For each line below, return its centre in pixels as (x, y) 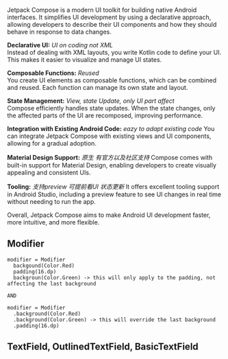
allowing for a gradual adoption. (52, 143)
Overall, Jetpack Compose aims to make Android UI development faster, (109, 215)
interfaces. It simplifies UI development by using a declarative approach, (109, 17)
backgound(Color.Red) (44, 266)
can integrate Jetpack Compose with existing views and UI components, (109, 136)
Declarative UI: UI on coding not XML (60, 45)
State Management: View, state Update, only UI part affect (91, 101)
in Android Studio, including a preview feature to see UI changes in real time (114, 194)
